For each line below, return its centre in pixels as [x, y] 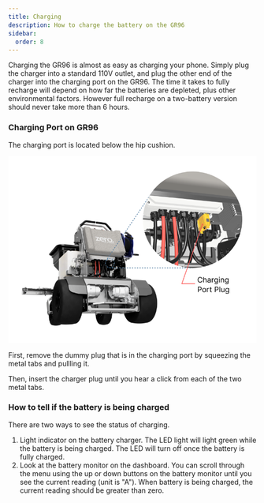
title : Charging [35, 17]
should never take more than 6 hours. [69, 107]
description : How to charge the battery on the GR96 [97, 25]
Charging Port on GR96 [53, 128]
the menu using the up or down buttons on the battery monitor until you [136, 473]
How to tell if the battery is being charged [89, 407]
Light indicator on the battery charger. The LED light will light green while [138, 440]
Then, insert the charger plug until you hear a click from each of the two [125, 378]
